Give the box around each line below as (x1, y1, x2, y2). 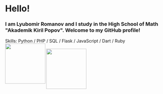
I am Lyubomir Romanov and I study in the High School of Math (5, 21, 159, 28)
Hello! (5, 3, 30, 14)
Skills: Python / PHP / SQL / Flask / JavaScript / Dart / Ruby (5, 38, 125, 44)
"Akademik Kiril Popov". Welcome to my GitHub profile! (5, 27, 141, 34)
